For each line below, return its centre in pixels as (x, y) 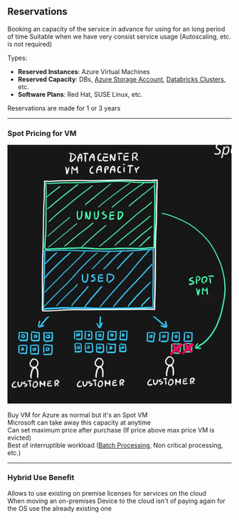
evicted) (20, 437)
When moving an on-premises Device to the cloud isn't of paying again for (117, 501)
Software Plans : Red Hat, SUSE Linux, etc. (80, 94)
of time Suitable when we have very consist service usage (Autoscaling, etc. (119, 36)
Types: (17, 58)
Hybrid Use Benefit (41, 478)
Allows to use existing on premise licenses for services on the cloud (107, 493)
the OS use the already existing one (60, 508)
